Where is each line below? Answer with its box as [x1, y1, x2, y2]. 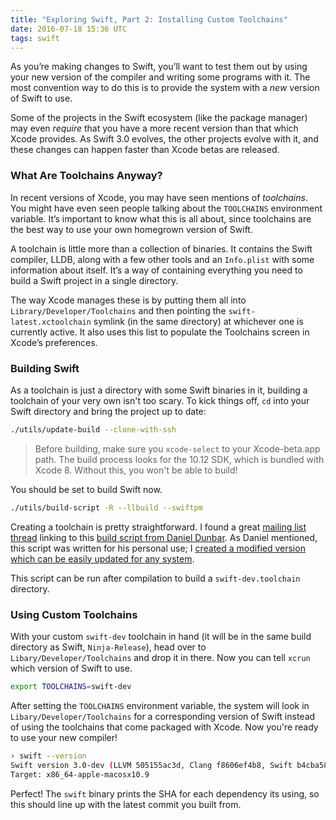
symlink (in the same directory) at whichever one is [93, 315, 304, 327]
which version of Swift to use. [10, 662, 133, 675]
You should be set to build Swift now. [10, 483, 163, 495]
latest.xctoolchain [10, 317, 92, 327]
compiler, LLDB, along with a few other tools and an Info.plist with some [10, 253, 315, 265]
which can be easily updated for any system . [10, 552, 195, 565]
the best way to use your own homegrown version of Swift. [10, 223, 253, 235]
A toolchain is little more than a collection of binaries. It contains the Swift [10, 242, 313, 255]
